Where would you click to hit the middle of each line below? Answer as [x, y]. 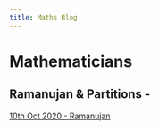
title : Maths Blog [43, 17]
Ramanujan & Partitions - [80, 94]
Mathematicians [71, 61]
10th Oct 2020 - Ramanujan [60, 116]
